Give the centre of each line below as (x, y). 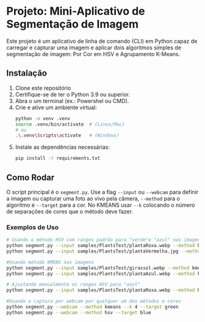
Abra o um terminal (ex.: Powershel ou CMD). (72, 101)
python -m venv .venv (42, 118)
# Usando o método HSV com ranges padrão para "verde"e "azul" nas (94, 240)
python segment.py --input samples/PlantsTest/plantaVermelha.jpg (92, 251)
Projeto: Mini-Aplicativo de (76, 11)
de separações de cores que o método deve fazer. (70, 211)
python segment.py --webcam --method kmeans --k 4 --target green (92, 307)
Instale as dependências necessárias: (63, 147)
